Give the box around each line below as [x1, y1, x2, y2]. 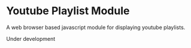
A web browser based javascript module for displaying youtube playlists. [6, 24, 186, 31]
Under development [6, 35, 56, 42]
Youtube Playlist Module [6, 4, 130, 18]
